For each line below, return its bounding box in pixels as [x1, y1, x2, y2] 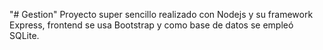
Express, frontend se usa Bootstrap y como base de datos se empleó [9, 19, 294, 31]
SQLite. [9, 30, 40, 41]
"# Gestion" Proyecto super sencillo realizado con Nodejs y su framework [9, 9, 314, 20]
